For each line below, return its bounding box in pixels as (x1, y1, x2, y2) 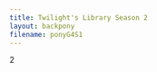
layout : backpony (9, 22, 75, 31)
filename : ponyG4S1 (9, 30, 83, 39)
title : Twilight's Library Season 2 (9, 13, 148, 22)
